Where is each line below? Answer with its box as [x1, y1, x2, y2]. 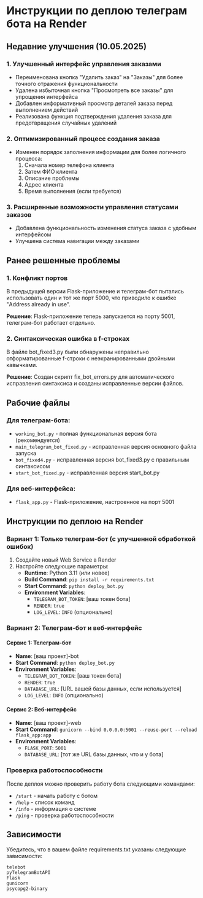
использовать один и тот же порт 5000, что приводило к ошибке [6, 294, 177, 301]
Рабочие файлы [6, 397, 71, 408]
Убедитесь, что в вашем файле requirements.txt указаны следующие [6, 845, 186, 853]
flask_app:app [15, 732, 52, 738]
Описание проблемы [24, 174, 80, 182]
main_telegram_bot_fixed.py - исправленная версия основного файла [15, 443, 197, 451]
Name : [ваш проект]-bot [15, 652, 79, 660]
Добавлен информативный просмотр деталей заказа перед [15, 99, 173, 107]
